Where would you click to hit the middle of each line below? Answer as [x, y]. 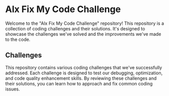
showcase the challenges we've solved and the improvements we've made [83, 34]
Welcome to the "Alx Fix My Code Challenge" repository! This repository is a [85, 23]
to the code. [18, 39]
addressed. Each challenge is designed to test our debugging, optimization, [84, 73]
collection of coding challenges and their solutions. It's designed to [75, 28]
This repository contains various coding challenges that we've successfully [84, 67]
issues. [13, 89]
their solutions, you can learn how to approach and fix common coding [79, 83]
